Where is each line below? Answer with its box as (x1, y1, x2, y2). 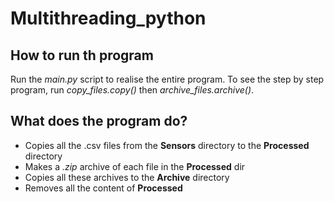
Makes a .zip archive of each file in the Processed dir (24, 160, 246, 172)
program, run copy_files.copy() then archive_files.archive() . (10, 84, 255, 96)
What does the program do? (10, 113, 188, 130)
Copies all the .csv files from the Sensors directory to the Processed (24, 139, 310, 151)
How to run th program (10, 47, 154, 64)
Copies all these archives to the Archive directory (24, 171, 230, 183)
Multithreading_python (10, 7, 207, 30)
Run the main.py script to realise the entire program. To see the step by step (10, 73, 325, 85)
